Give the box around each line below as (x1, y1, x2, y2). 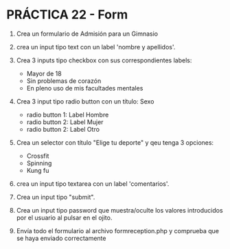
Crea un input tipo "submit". (16, 193, 95, 201)
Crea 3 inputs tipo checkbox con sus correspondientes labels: (16, 56, 192, 64)
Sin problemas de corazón (26, 76, 102, 85)
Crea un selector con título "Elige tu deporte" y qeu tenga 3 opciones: (16, 138, 214, 147)
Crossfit (26, 152, 49, 160)
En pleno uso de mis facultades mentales (26, 84, 143, 92)
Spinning (26, 158, 52, 167)
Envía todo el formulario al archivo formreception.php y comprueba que (16, 226, 219, 235)
